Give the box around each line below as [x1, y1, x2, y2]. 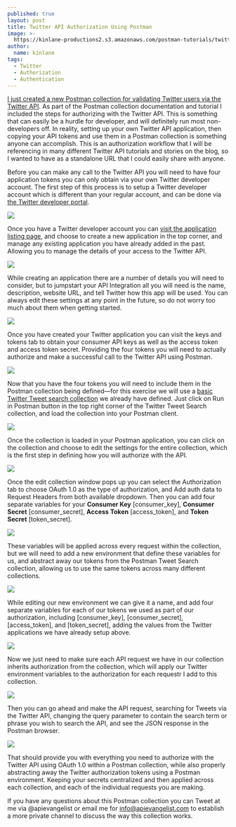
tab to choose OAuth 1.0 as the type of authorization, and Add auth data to [7, 485, 223, 494]
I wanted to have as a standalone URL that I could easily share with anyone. [7, 154, 226, 163]
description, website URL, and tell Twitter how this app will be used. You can [7, 289, 228, 297]
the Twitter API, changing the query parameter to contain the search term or [7, 712, 228, 720]
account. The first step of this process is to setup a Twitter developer [7, 183, 207, 192]
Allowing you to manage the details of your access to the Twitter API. [7, 247, 207, 256]
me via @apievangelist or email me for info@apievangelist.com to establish [7, 805, 225, 813]
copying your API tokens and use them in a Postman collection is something [7, 132, 227, 140]
